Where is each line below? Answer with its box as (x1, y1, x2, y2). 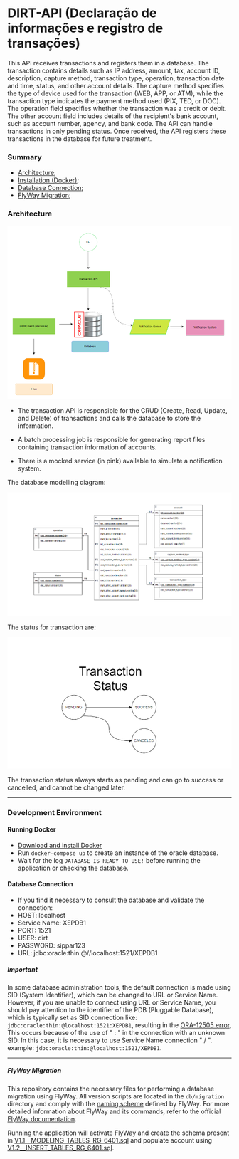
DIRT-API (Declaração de (7, 5, 157, 21)
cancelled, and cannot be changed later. (7, 783, 126, 792)
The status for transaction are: (7, 623, 96, 631)
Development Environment (7, 807, 102, 817)
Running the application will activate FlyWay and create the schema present (7, 1128, 230, 1137)
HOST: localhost (17, 911, 66, 919)
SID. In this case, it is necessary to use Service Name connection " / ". (7, 1036, 213, 1044)
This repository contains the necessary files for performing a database (7, 1084, 215, 1093)
